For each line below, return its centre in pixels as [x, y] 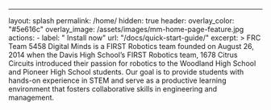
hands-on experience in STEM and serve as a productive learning [117, 80]
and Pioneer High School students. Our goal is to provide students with [126, 72]
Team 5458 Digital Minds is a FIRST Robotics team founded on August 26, [131, 46]
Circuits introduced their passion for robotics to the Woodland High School [132, 63]
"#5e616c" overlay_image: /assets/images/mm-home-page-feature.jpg [126, 29]
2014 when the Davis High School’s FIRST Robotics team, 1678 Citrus [123, 55]
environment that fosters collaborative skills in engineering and [113, 89]
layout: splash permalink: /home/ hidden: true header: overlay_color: [121, 20]
